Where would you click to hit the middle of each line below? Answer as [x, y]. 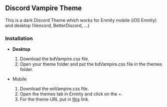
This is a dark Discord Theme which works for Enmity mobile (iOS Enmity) [81, 20]
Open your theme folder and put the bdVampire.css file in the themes [91, 64]
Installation [19, 38]
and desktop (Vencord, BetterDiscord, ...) [47, 25]
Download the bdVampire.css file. [55, 59]
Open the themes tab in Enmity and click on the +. [71, 94]
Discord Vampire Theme [44, 8]
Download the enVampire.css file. [54, 89]
